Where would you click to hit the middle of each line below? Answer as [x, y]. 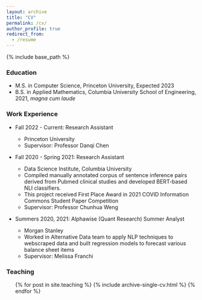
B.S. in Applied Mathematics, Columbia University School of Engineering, [106, 92]
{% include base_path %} [38, 57]
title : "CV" [21, 17]
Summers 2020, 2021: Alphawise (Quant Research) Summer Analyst [100, 219]
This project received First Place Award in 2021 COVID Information [106, 194]
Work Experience [32, 114]
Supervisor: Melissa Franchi [58, 256]
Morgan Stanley [44, 230]
